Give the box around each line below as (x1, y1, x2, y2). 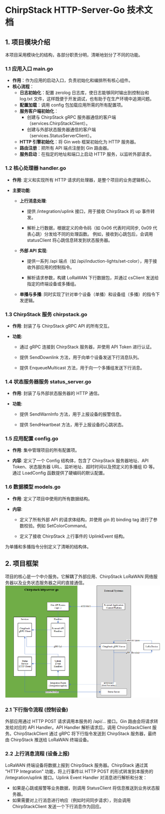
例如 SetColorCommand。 (36, 522, 90, 529)
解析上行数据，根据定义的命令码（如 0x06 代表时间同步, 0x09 (27, 225, 152, 231)
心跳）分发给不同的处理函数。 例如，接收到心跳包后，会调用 (31, 231, 153, 237)
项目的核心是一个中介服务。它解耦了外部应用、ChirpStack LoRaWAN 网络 (5, 573, 154, 579)
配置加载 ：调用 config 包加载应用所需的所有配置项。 (19, 102, 126, 108)
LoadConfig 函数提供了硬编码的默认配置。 (22, 470, 108, 476)
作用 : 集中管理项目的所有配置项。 (12, 447, 80, 453)
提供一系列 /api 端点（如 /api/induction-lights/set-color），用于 (27, 258, 153, 264)
